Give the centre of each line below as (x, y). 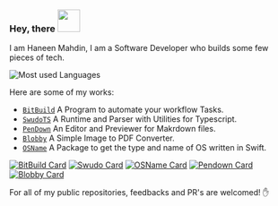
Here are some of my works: (62, 92)
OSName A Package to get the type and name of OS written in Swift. (144, 148)
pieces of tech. (37, 57)
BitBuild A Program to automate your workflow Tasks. (123, 110)
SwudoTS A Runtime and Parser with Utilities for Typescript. (130, 119)
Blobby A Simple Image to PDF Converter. (98, 138)
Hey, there (32, 29)
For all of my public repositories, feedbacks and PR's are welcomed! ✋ (139, 193)
